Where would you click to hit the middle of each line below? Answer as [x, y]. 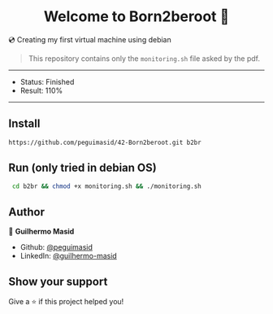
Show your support [58, 281]
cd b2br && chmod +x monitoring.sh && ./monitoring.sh [106, 186]
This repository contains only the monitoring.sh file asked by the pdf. [144, 58]
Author [26, 212]
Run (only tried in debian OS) [82, 168]
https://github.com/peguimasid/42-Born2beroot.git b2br [105, 142]
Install [24, 124]
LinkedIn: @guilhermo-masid [69, 256]
